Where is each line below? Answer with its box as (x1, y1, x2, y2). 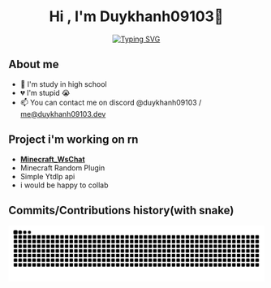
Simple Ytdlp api (19, 171, 75, 181)
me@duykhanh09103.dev (19, 109, 106, 118)
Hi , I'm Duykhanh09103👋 (49, 7, 224, 26)
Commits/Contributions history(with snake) (8, 203, 234, 217)
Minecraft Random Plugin (19, 162, 105, 173)
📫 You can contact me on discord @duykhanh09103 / (19, 97, 202, 107)
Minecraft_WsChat (19, 154, 85, 164)
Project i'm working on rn (8, 133, 139, 147)
